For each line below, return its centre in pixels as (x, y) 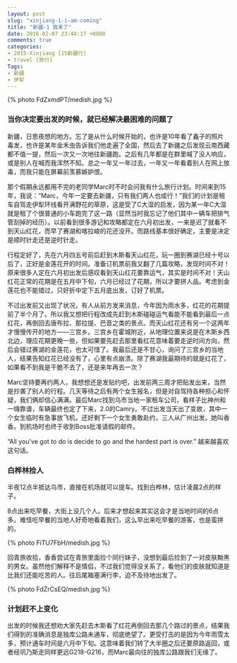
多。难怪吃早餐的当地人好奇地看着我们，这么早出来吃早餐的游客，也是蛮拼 (115, 519)
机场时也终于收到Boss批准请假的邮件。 (83, 426)
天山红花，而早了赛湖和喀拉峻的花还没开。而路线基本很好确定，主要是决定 (121, 231)
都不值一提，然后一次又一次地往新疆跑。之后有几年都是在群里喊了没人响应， (119, 154)
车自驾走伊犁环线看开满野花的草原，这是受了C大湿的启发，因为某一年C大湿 (117, 204)
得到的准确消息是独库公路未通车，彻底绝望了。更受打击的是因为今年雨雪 (118, 635)
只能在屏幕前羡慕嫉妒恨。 (69, 171)
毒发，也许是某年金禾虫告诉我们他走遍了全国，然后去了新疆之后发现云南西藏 (119, 145)
